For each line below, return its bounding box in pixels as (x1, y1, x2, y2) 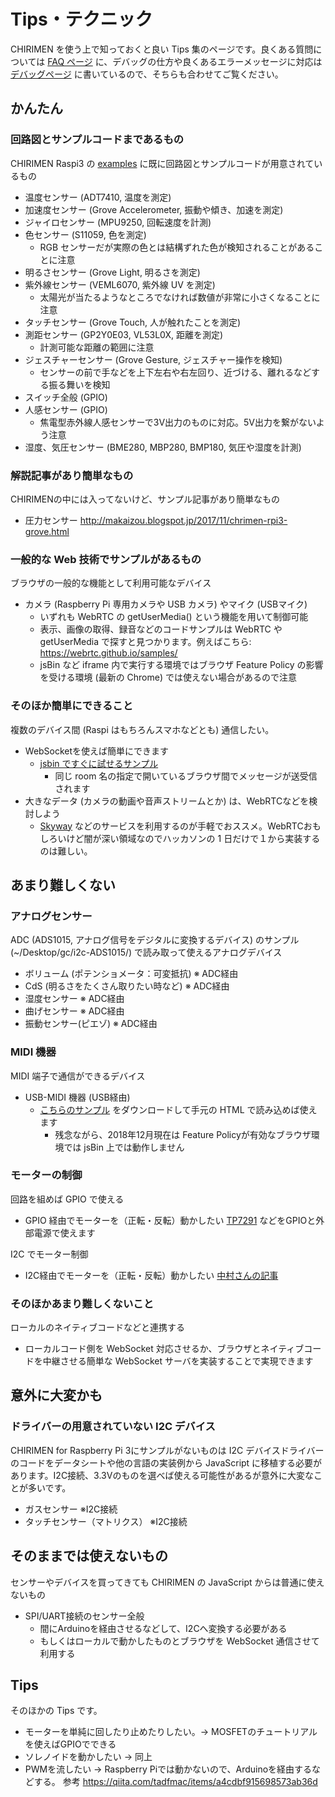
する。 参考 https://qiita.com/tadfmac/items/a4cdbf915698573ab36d (33, 1776, 318, 1788)
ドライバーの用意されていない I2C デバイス (10, 1420, 216, 1434)
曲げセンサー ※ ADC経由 (24, 1005, 125, 1017)
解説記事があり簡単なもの (10, 468, 134, 482)
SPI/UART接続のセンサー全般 (24, 1610, 145, 1622)
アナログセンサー (10, 909, 93, 923)
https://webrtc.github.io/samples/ (39, 647, 178, 659)
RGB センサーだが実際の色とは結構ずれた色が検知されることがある (39, 241, 315, 253)
